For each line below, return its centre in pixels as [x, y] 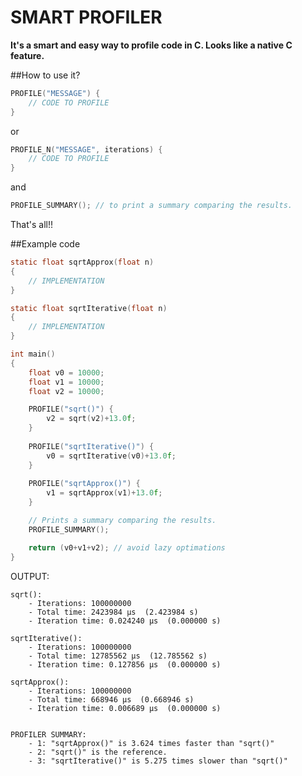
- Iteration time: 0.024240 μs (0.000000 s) [125, 621]
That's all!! [31, 225]
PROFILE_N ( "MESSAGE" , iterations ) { [86, 149]
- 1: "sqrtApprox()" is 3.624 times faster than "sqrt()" [151, 743]
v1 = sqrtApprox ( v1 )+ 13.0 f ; [104, 493]
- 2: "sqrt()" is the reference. [98, 752]
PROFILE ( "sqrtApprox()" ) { [84, 484]
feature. [27, 55]
